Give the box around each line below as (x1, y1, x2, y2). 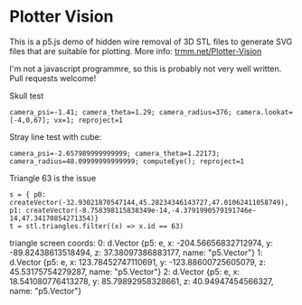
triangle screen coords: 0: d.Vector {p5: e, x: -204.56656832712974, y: (9, 237, 273, 248)
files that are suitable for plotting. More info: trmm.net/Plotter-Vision (9, 45, 262, 56)
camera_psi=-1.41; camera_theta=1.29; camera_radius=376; (9, 107, 232, 116)
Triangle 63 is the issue (9, 172, 97, 183)
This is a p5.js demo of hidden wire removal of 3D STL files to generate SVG (9, 36, 293, 47)
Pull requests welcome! (9, 72, 97, 83)
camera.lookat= (235, 107, 294, 116)
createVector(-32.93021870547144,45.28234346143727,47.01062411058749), (9, 198, 289, 207)
